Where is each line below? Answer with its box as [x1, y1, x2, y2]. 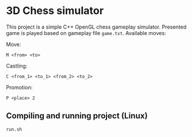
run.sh [6, 127, 22, 132]
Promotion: [6, 83, 33, 91]
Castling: [6, 62, 28, 69]
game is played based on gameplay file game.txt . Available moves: [6, 29, 166, 36]
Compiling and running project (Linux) [6, 111, 148, 121]
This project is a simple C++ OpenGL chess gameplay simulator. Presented [6, 23, 187, 30]
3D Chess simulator [6, 4, 104, 17]
